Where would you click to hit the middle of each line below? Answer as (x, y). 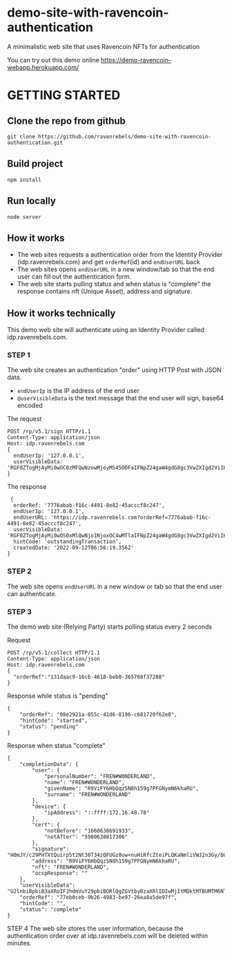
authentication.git (35, 142)
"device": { (49, 807)
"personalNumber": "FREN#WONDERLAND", (100, 777)
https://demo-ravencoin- (136, 59)
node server (24, 217)
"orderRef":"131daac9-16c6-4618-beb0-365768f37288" (89, 677)
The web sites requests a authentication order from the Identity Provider (120, 255)
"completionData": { (49, 765)
